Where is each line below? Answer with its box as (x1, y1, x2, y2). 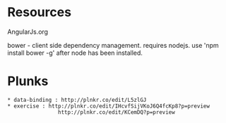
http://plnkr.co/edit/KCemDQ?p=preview (57, 108, 175, 116)
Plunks (7, 73, 49, 89)
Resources (7, 4, 72, 20)
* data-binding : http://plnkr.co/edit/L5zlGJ (7, 96, 147, 103)
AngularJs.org (7, 27, 48, 36)
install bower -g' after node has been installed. (7, 48, 143, 57)
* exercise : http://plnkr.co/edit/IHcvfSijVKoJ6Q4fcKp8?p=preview (7, 103, 210, 110)
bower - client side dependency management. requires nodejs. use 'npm (7, 41, 219, 49)
